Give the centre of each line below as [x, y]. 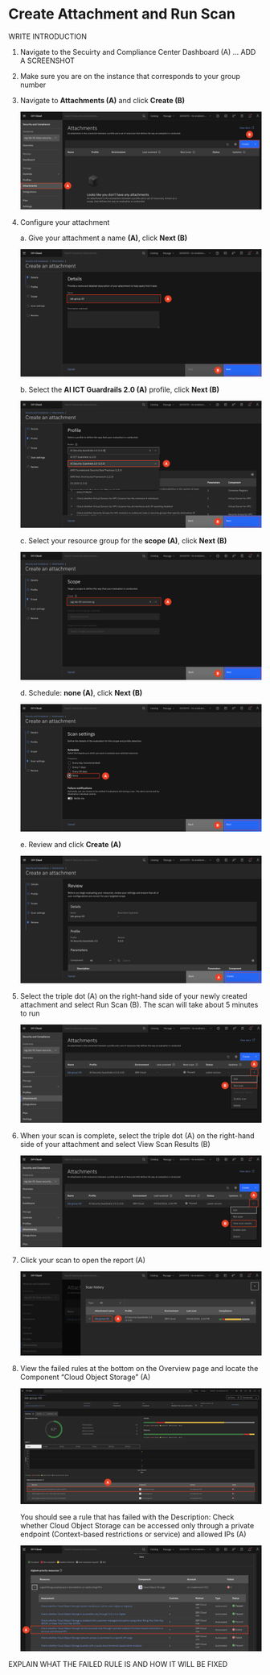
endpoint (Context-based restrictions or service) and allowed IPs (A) [133, 1534]
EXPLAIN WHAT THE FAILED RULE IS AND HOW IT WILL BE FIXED [118, 1664]
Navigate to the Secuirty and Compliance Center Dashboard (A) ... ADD [138, 52]
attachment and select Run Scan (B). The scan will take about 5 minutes [139, 1005]
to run [30, 1013]
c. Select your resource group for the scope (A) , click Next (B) [123, 540]
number [33, 85]
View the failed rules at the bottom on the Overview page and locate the [139, 1369]
